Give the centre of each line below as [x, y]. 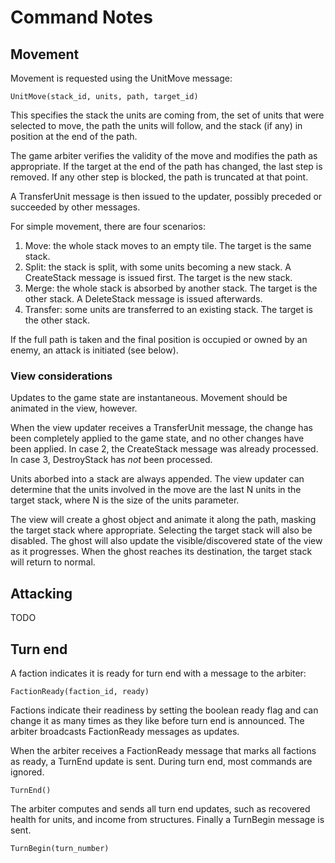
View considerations [61, 376]
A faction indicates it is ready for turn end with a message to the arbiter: [158, 673]
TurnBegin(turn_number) [60, 848]
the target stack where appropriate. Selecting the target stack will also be [161, 530]
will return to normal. [53, 562]
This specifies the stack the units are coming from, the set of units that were [167, 115]
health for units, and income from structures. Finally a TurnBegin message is [167, 819]
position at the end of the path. [74, 136]
